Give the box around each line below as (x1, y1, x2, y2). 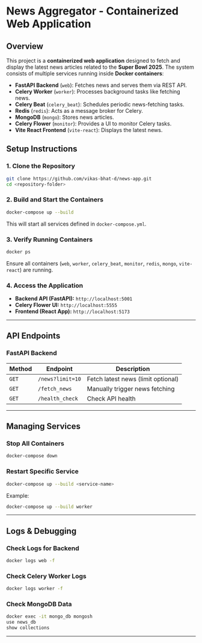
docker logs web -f (6, 558, 55, 564)
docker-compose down (6, 453, 58, 459)
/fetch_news (38, 385, 72, 392)
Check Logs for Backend (6, 544, 79, 553)
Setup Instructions (6, 144, 78, 154)
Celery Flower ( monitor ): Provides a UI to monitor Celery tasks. (14, 120, 172, 127)
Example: (6, 492, 29, 499)
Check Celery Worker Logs (6, 572, 87, 580)
